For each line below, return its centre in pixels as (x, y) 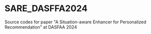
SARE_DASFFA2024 (46, 8)
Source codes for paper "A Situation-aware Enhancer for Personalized (75, 22)
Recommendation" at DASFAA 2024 (41, 27)
